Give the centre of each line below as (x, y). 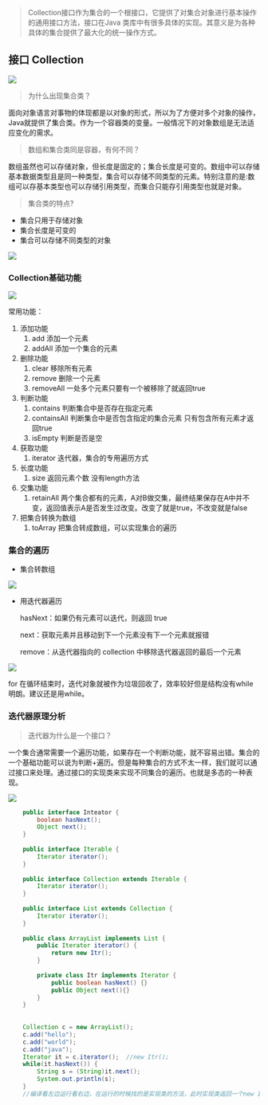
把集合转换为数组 (48, 518)
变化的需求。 (36, 132)
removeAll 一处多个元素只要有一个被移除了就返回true (118, 388)
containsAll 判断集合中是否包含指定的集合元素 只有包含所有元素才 (139, 419)
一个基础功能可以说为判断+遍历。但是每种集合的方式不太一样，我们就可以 (130, 762)
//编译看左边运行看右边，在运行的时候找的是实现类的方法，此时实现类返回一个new (138, 1094)
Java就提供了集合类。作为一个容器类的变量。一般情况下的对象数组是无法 (128, 122)
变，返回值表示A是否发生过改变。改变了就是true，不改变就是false (140, 508)
